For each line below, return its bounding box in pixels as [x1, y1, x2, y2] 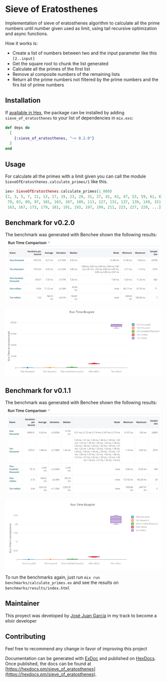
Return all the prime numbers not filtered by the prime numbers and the [12, 76, 159, 82]
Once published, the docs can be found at [5, 661, 91, 667]
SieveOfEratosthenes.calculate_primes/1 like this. [5, 178, 108, 184]
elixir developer [5, 618, 37, 624]
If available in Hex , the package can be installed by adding [5, 109, 125, 115]
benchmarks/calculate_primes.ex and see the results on [5, 580, 119, 586]
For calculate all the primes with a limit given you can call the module [5, 173, 146, 179]
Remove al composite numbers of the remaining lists [12, 71, 120, 77]
